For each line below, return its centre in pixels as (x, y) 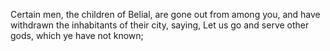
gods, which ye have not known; (77, 35)
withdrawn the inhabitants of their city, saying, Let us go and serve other (160, 25)
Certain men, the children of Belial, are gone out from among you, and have (165, 14)
